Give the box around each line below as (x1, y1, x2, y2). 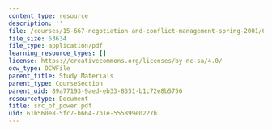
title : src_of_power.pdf (8, 102, 92, 110)
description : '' (8, 19, 63, 27)
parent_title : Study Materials (8, 72, 114, 80)
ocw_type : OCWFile (8, 65, 70, 73)
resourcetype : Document (8, 94, 89, 103)
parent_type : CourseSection (8, 79, 104, 87)
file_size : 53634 (8, 34, 67, 43)
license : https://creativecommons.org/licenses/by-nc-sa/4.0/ (8, 57, 223, 65)
